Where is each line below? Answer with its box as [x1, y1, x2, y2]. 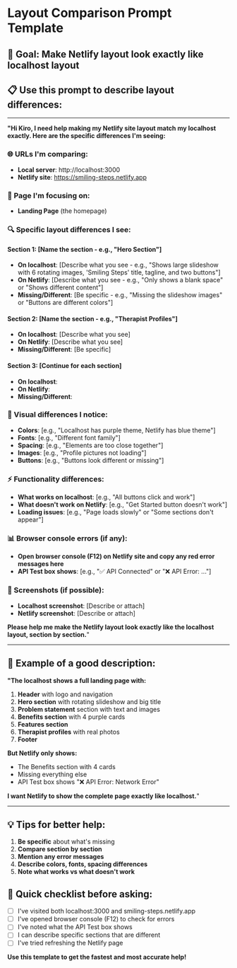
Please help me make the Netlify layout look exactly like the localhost [7, 623, 214, 631]
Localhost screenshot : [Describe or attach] [17, 601, 145, 610]
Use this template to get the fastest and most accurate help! [7, 953, 187, 962]
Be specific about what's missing [17, 837, 115, 846]
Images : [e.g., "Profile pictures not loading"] [17, 448, 147, 457]
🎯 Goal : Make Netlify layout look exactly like [7, 48, 204, 60]
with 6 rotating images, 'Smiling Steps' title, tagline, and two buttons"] [17, 268, 221, 277]
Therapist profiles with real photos [17, 727, 120, 736]
